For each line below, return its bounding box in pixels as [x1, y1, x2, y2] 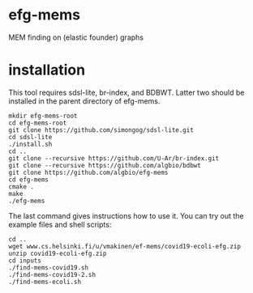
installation [8, 61, 86, 79]
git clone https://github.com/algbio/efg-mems [8, 168, 169, 176]
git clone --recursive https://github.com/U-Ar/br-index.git [8, 154, 220, 163]
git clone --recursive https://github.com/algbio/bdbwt [8, 161, 201, 169]
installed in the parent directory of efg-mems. [8, 96, 161, 106]
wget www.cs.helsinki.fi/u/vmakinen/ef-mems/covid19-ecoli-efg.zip [8, 242, 242, 250]
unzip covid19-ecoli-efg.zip [8, 249, 107, 257]
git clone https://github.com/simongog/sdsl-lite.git [8, 125, 195, 134]
